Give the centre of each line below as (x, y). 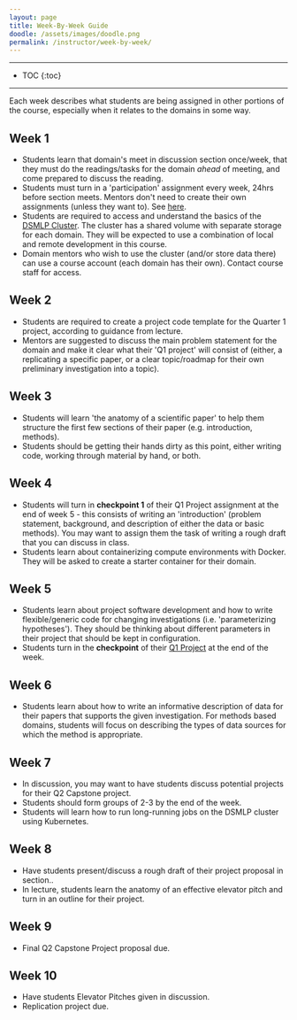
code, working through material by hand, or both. (111, 455)
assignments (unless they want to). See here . (104, 207)
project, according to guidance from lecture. (103, 331)
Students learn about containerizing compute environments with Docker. (154, 552)
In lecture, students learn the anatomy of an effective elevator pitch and (152, 889)
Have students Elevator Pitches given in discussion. (116, 997)
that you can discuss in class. (76, 542)
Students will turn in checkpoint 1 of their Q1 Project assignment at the (150, 505)
